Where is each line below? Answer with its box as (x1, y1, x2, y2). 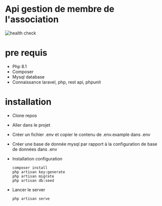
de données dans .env (12, 146, 57, 152)
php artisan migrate (12, 174, 54, 179)
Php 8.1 (12, 63, 27, 69)
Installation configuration (12, 155, 63, 161)
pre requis (5, 48, 47, 58)
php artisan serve (12, 196, 50, 201)
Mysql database (12, 74, 45, 79)
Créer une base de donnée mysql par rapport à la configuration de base (12, 141, 158, 147)
